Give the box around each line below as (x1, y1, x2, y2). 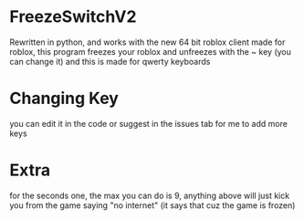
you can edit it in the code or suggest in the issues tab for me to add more (9, 118, 288, 129)
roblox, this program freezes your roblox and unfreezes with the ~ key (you (9, 46, 292, 57)
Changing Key (9, 89, 119, 109)
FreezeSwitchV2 (9, 6, 137, 27)
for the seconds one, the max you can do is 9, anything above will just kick (9, 190, 290, 201)
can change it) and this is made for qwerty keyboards (9, 56, 211, 67)
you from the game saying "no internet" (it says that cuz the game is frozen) (9, 199, 296, 211)
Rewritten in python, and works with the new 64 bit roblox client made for (9, 37, 286, 47)
